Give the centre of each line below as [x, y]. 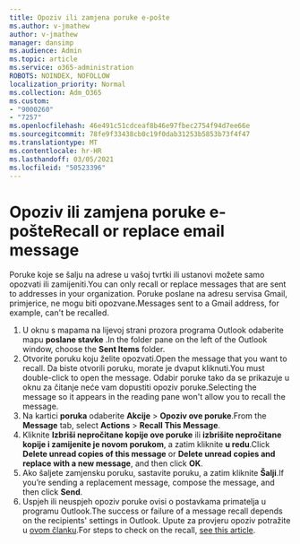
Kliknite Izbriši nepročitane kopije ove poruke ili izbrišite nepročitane [152, 435]
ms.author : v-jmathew [50, 26]
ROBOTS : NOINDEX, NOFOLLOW [60, 76]
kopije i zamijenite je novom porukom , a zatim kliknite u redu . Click [146, 445]
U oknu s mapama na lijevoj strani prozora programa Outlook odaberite [153, 330]
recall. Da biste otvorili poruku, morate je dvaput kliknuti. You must [144, 368]
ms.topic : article [43, 59]
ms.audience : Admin [46, 51]
